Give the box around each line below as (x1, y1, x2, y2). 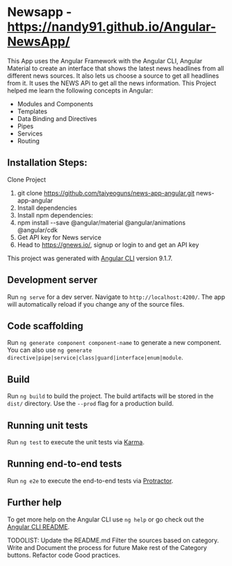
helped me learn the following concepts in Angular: (7, 86, 154, 95)
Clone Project (7, 175, 47, 184)
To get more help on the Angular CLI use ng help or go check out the (7, 515, 204, 524)
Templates (17, 107, 47, 115)
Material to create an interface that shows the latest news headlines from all (7, 64, 224, 72)
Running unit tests (7, 419, 88, 431)
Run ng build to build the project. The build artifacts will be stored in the (7, 392, 214, 401)
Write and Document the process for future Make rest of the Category (7, 543, 207, 551)
